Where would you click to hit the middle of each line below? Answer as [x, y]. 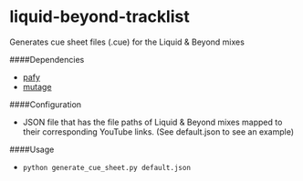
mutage [37, 86]
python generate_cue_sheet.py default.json [107, 167]
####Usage [32, 149]
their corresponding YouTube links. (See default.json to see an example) [158, 131]
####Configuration [46, 104]
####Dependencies [47, 59]
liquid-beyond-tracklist [99, 17]
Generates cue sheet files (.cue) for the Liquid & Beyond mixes [127, 42]
